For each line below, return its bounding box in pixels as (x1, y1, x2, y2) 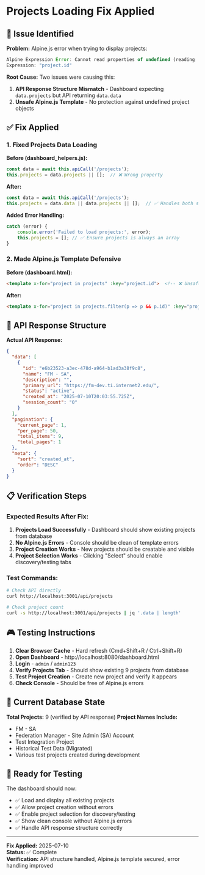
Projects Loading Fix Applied (6, 4, 155, 18)
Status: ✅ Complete (6, 849, 57, 856)
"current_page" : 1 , (17, 422, 67, 428)
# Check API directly (6, 587, 62, 594)
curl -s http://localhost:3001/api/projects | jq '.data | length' (6, 610, 182, 616)
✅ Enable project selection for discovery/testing (15, 810, 135, 818)
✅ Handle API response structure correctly (15, 824, 123, 832)
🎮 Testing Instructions (6, 628, 96, 638)
